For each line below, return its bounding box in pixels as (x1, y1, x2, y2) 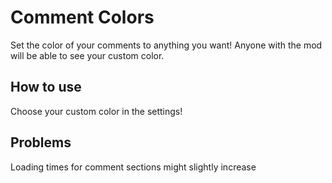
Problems (10, 134, 72, 151)
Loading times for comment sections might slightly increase (10, 161, 257, 173)
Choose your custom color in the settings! (10, 105, 183, 117)
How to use (10, 79, 82, 96)
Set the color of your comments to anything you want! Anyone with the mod (10, 39, 323, 51)
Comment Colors (10, 6, 155, 29)
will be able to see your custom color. (10, 49, 165, 61)
